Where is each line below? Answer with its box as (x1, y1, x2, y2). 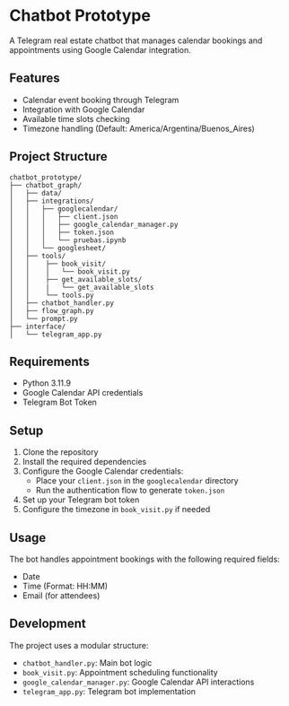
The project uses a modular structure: (9, 640, 150, 650)
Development (9, 616, 87, 632)
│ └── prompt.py (9, 314, 78, 323)
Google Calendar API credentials (22, 388, 144, 398)
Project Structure (9, 149, 108, 164)
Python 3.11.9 (22, 378, 72, 388)
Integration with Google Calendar (22, 104, 145, 115)
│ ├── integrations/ (9, 196, 94, 205)
